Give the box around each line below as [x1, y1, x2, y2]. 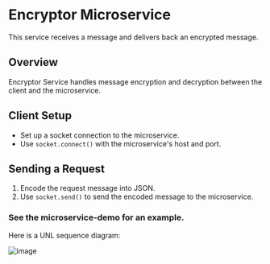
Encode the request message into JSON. [19, 184, 156, 193]
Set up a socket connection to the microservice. [19, 130, 180, 140]
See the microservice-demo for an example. [8, 212, 185, 223]
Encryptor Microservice [8, 6, 172, 24]
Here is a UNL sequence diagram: [8, 230, 121, 240]
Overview [8, 56, 59, 69]
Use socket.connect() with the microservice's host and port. [19, 138, 222, 148]
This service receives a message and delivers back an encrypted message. [8, 32, 259, 42]
